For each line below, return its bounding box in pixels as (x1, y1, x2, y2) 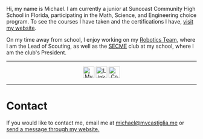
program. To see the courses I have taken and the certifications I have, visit (6, 18, 193, 25)
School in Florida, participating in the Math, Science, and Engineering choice (6, 11, 197, 19)
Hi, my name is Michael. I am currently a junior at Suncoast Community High (6, 5, 196, 12)
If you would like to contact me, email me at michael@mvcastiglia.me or (6, 119, 184, 126)
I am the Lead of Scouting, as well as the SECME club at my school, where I (6, 42, 195, 50)
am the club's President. (6, 49, 67, 56)
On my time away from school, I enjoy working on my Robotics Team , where (6, 36, 196, 43)
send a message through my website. (6, 125, 100, 132)
